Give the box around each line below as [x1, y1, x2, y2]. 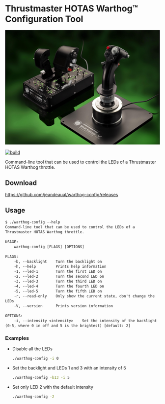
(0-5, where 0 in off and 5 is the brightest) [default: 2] [5, 323, 131, 328]
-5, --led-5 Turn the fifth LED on [14, 289, 102, 294]
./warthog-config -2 [12, 394, 55, 399]
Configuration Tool [5, 13, 83, 25]
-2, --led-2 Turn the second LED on [14, 274, 105, 279]
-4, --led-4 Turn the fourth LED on [14, 284, 105, 289]
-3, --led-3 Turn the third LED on [14, 279, 102, 284]
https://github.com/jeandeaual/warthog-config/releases [5, 192, 118, 198]
